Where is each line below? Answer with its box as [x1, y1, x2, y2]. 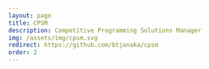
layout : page [8, 11, 52, 20]
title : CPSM [8, 19, 48, 27]
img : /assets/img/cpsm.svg [8, 33, 98, 42]
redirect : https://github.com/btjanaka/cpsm [8, 41, 159, 49]
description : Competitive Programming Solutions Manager [8, 26, 202, 34]
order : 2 [8, 48, 37, 56]
